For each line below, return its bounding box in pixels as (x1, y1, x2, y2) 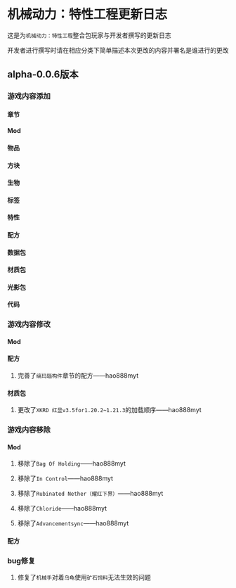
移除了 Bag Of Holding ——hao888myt (17, 459, 126, 468)
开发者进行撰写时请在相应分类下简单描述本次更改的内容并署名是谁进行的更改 (7, 46, 229, 54)
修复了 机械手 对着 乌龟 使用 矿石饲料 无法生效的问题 (17, 573, 151, 582)
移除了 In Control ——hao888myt (17, 474, 114, 482)
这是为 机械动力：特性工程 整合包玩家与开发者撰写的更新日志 (7, 31, 172, 39)
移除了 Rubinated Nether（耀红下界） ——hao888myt (17, 490, 164, 498)
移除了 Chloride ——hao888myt (17, 504, 107, 513)
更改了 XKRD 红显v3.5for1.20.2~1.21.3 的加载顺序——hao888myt (17, 406, 202, 414)
